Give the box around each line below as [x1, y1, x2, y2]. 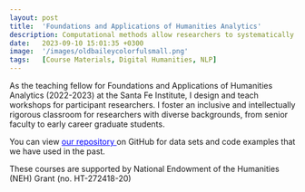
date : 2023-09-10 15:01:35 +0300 [9, 38, 144, 48]
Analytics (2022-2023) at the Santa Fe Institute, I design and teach [9, 90, 259, 101]
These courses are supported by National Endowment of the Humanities [9, 164, 280, 174]
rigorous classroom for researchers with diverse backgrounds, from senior [9, 110, 289, 120]
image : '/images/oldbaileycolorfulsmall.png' [9, 47, 189, 56]
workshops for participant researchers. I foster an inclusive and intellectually [9, 100, 296, 110]
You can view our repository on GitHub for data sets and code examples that [9, 137, 296, 147]
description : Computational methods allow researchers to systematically [9, 30, 295, 39]
